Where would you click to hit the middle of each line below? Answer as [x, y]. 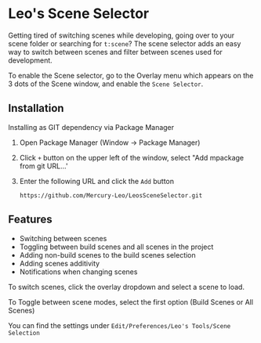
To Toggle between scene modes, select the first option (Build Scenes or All [130, 301]
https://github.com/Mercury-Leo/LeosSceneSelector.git [111, 195]
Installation [36, 108]
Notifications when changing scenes [78, 272]
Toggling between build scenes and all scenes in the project [116, 247]
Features [30, 220]
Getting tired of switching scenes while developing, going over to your [121, 35]
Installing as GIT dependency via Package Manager [91, 127]
